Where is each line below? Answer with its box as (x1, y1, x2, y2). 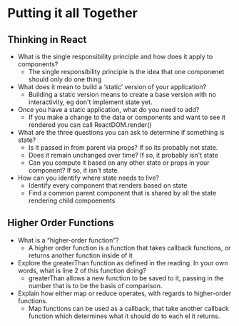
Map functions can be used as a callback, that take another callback (28, 304, 230, 312)
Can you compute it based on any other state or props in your (28, 158, 210, 167)
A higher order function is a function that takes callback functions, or (28, 243, 231, 252)
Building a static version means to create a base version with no (28, 91, 216, 98)
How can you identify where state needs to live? (17, 173, 159, 182)
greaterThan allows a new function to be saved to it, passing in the (28, 273, 224, 282)
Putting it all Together (7, 5, 138, 21)
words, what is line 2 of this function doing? (17, 266, 146, 275)
